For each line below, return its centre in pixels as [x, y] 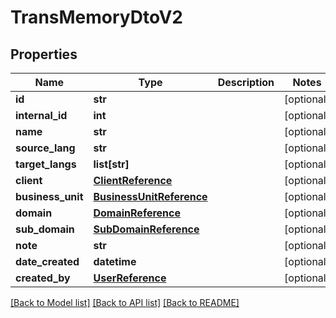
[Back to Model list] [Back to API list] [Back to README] [125, 302]
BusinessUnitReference [150, 196]
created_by [43, 278]
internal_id [41, 115]
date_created [47, 261]
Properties [44, 54]
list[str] [111, 164]
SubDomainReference [146, 229]
